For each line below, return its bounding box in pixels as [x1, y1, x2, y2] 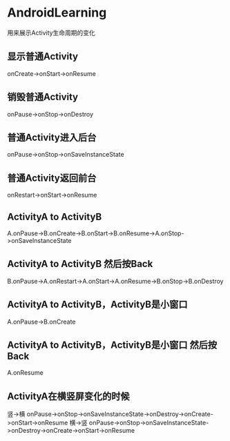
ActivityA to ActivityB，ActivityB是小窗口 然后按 [7, 340, 218, 351]
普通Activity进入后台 [7, 131, 97, 143]
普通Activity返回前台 [7, 172, 97, 184]
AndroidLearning [7, 5, 107, 21]
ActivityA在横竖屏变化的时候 [7, 390, 130, 402]
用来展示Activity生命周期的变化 [7, 28, 95, 37]
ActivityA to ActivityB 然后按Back [7, 258, 153, 270]
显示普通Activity [7, 50, 79, 63]
